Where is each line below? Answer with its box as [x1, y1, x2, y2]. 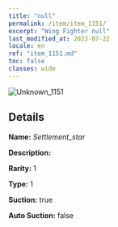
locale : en [8, 42, 45, 50]
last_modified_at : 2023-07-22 [8, 34, 111, 43]
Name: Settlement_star [8, 131, 86, 142]
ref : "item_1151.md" [8, 49, 78, 58]
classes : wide [8, 65, 57, 73]
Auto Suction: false [8, 210, 74, 220]
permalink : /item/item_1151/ [8, 19, 107, 28]
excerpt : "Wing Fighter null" [8, 27, 111, 35]
